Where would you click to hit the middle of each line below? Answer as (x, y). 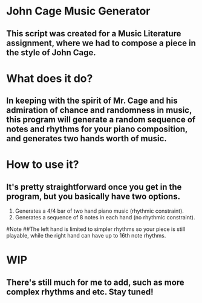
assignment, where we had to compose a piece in (101, 43)
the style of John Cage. (51, 52)
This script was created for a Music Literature (94, 34)
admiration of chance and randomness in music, (99, 110)
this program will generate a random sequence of (101, 120)
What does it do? (50, 78)
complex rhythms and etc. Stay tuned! (80, 292)
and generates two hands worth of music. (87, 138)
